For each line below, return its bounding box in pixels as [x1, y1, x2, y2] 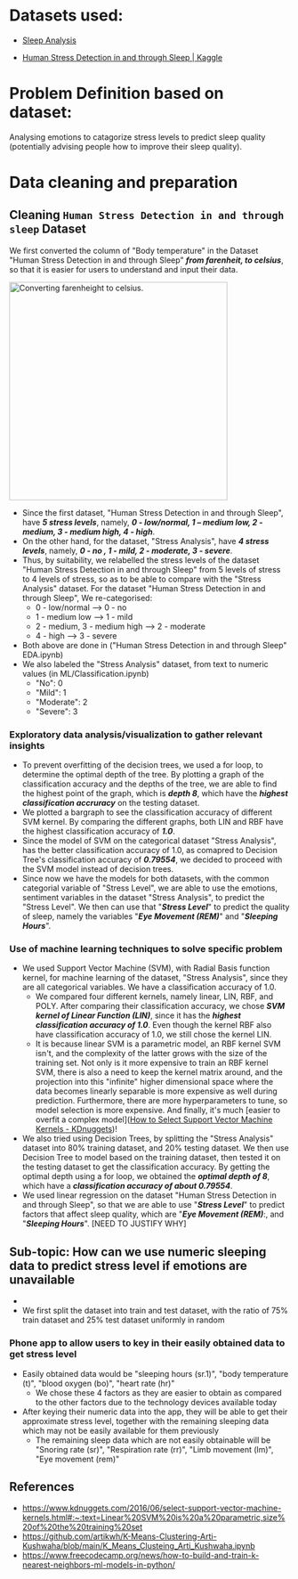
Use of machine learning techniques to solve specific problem [9, 943, 283, 956]
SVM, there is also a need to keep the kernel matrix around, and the [35, 1067, 283, 1078]
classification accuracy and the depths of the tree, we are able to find [21, 778, 278, 789]
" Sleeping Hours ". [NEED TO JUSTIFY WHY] [21, 1218, 187, 1229]
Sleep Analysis [21, 35, 77, 45]
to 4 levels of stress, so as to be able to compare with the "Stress [21, 574, 262, 584]
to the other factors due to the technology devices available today [35, 1396, 278, 1407]
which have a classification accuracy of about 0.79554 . [21, 1181, 233, 1192]
